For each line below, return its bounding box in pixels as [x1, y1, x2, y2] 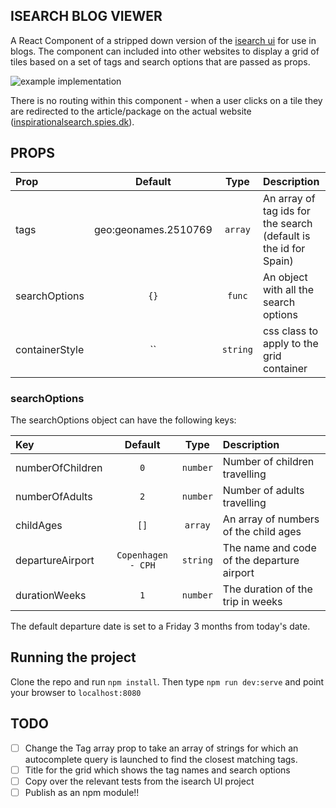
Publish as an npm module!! [24, 786, 140, 798]
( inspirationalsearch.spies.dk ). [10, 115, 135, 128]
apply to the [262, 336, 319, 350]
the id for [262, 241, 306, 255]
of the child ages [222, 524, 302, 538]
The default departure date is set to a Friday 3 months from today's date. [10, 620, 311, 632]
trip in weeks [222, 594, 283, 608]
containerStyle [15, 342, 85, 356]
